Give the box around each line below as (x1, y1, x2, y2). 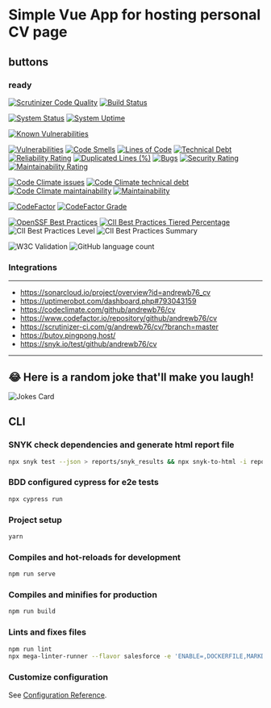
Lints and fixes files (8, 626, 87, 638)
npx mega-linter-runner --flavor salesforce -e (8, 652, 172, 660)
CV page (8, 23, 68, 41)
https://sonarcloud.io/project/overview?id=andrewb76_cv (19, 288, 211, 297)
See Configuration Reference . (8, 689, 107, 700)
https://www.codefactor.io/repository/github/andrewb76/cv (19, 314, 218, 323)
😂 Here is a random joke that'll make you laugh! (8, 370, 254, 384)
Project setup (8, 514, 62, 525)
